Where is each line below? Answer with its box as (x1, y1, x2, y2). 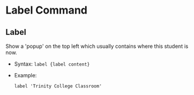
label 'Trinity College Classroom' (14, 83, 102, 89)
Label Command (5, 4, 88, 17)
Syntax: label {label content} (14, 60, 90, 67)
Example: (14, 72, 37, 78)
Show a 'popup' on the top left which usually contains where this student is (5, 42, 189, 50)
